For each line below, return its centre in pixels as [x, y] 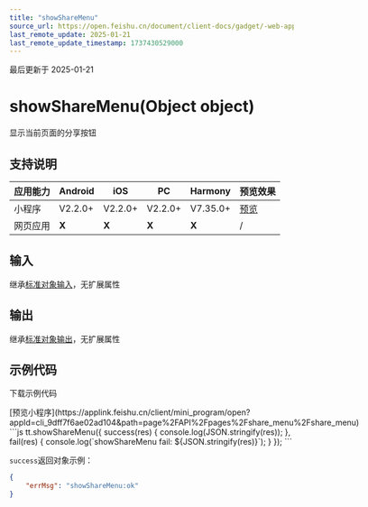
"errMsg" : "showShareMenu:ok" [83, 486]
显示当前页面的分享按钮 [53, 133]
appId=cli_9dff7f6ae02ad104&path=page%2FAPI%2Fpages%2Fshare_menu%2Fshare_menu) [184, 423]
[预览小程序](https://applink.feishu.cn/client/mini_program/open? [130, 412]
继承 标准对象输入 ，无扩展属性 [64, 284]
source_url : [32, 26]
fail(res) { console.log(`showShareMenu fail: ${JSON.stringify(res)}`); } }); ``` [151, 442]
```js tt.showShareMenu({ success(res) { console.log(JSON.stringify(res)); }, [150, 432]
